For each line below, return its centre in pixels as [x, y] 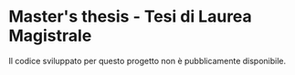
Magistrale [50, 36]
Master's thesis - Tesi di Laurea [130, 17]
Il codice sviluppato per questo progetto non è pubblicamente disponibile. [147, 61]
